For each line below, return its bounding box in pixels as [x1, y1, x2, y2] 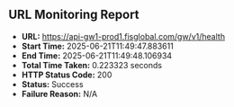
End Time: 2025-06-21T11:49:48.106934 [21, 49, 173, 61]
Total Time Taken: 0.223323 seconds [21, 59, 163, 70]
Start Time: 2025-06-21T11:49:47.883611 [21, 40, 175, 51]
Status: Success [21, 78, 84, 89]
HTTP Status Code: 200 [21, 69, 112, 80]
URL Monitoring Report [8, 7, 140, 22]
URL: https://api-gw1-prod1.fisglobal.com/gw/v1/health [21, 31, 226, 41]
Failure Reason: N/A [21, 88, 98, 99]
